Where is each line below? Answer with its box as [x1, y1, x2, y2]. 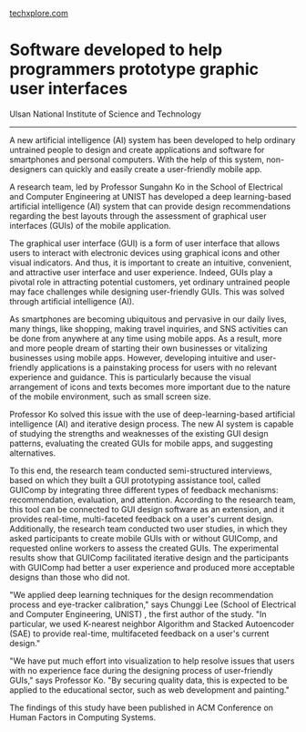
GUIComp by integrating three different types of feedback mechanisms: [9, 484, 280, 495]
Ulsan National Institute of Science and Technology [9, 108, 202, 119]
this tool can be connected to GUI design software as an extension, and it [9, 503, 285, 514]
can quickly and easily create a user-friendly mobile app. [48, 163, 262, 174]
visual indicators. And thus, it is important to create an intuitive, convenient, [9, 257, 292, 268]
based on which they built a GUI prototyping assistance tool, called [9, 474, 261, 486]
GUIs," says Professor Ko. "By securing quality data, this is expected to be [9, 675, 288, 686]
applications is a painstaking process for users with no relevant [40, 362, 278, 373]
